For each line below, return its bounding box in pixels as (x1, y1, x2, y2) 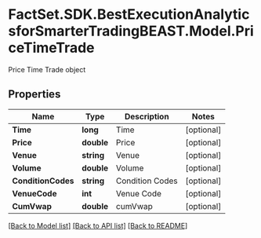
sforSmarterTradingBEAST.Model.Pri (8, 22, 255, 40)
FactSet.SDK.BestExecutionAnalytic (8, 5, 250, 24)
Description (124, 111, 170, 122)
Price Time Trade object (8, 64, 86, 74)
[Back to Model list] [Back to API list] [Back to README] (8, 221, 188, 230)
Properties (8, 88, 61, 101)
